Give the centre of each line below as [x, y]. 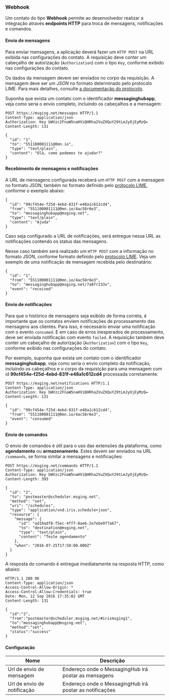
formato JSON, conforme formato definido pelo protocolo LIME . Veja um [80, 256]
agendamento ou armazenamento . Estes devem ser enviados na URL [78, 451]
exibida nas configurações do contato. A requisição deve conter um [76, 57]
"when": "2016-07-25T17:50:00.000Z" [53, 546]
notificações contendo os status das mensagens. [56, 241]
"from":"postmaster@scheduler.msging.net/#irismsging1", [71, 619]
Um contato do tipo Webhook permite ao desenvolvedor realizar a [74, 18]
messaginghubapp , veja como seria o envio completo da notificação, [78, 363]
